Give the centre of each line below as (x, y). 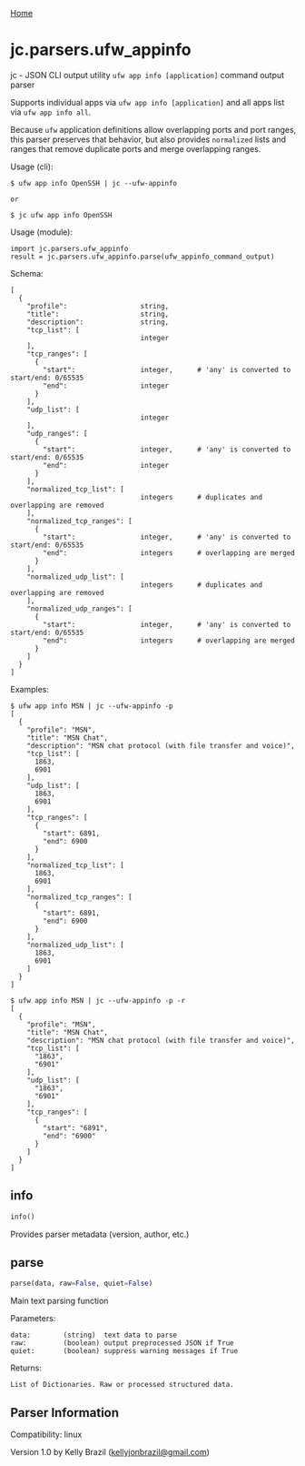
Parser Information (65, 1413)
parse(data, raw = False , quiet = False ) (82, 1284)
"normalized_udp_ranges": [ (79, 609)
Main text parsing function (59, 1301)
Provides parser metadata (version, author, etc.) (100, 1234)
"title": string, (98, 314)
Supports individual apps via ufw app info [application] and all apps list (148, 102)
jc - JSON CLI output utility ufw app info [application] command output (148, 75)
